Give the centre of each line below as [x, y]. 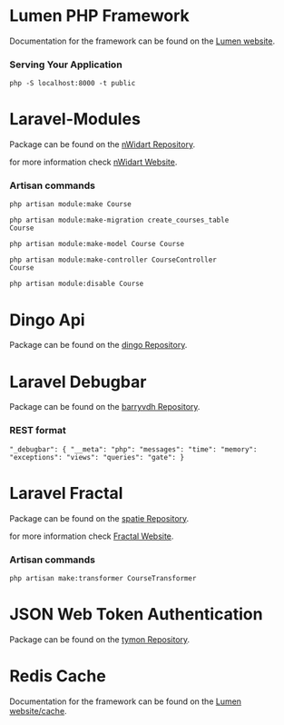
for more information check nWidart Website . [93, 162]
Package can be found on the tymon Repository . [100, 639]
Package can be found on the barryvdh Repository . [105, 407]
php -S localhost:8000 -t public [73, 84]
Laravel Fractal [66, 493]
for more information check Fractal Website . [92, 536]
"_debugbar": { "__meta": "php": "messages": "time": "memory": [133, 449]
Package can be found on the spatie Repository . [99, 518]
